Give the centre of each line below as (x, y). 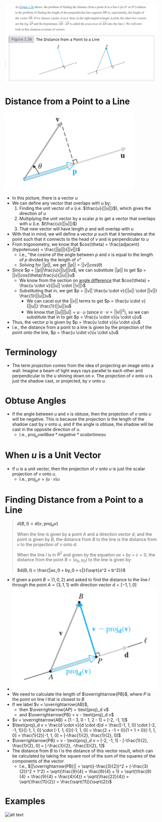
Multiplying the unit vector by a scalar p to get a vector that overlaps (87, 218)
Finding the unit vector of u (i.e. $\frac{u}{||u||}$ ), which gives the (85, 208)
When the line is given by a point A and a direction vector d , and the (84, 534)
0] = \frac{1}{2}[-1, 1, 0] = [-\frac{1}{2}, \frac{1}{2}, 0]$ (66, 735)
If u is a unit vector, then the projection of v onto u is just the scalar (79, 469)
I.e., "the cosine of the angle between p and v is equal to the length (86, 254)
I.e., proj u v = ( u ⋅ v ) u (39, 480)
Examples (25, 801)
